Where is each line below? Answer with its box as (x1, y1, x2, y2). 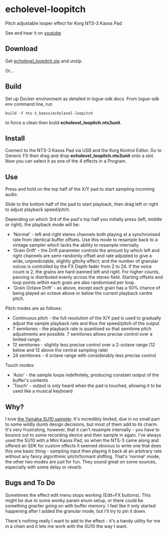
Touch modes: (5, 362, 35, 368)
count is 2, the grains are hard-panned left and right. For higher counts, (12, 269, 160, 275)
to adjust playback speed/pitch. (5, 206, 71, 212)
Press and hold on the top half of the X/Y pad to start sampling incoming (5, 186, 155, 192)
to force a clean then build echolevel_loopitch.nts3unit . (5, 119, 122, 125)
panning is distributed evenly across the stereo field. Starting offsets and (12, 274, 163, 280)
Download (5, 44, 38, 53)
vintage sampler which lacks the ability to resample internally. (12, 242, 140, 248)
